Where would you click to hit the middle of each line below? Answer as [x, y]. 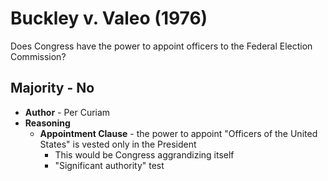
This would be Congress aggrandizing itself [144, 154]
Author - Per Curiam [67, 112]
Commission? [38, 56]
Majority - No [52, 88]
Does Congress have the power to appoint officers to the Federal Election [161, 46]
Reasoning [47, 123]
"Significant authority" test [109, 165]
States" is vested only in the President [118, 144]
